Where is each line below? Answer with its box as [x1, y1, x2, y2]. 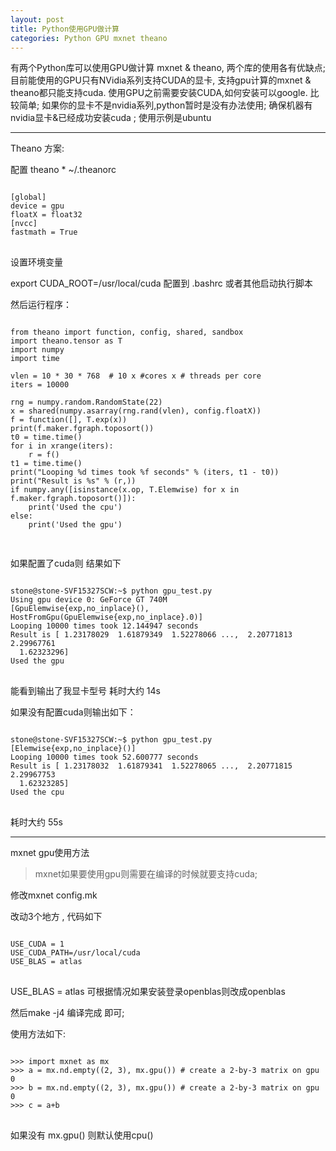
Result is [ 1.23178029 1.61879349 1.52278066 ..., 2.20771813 [10, 630, 293, 640]
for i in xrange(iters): [10, 441, 114, 451]
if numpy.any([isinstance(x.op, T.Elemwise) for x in [10, 485, 240, 495]
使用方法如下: [10, 1028, 67, 1040]
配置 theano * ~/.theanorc [10, 164, 117, 176]
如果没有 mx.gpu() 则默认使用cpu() [10, 1129, 154, 1141]
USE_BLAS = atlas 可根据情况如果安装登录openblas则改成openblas [10, 986, 286, 998]
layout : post [10, 14, 65, 25]
